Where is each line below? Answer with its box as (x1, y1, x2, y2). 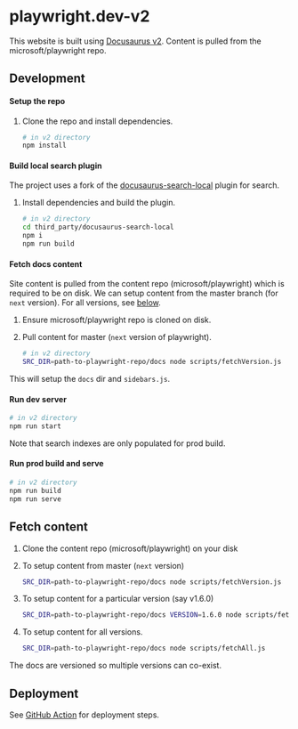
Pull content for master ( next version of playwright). (21, 332, 212, 343)
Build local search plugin (9, 160, 102, 171)
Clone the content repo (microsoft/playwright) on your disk (21, 543, 238, 554)
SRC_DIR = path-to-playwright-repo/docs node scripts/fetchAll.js (21, 644, 266, 653)
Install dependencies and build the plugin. (21, 198, 176, 208)
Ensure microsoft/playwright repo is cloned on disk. (21, 314, 212, 326)
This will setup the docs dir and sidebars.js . (9, 373, 171, 384)
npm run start (9, 422, 62, 431)
